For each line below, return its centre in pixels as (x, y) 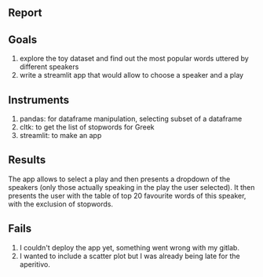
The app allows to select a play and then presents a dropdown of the (119, 179)
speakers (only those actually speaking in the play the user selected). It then (131, 187)
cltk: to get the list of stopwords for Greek (87, 127)
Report (25, 13)
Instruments (39, 100)
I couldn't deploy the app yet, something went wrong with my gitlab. (129, 247)
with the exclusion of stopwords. (61, 204)
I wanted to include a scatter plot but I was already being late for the (130, 256)
